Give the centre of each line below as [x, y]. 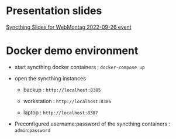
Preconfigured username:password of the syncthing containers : [92, 124]
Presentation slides [54, 11]
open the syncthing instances [50, 78]
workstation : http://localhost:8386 [67, 101]
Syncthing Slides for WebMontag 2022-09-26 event [69, 27]
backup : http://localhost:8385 [62, 90]
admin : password [32, 130]
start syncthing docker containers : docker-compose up [80, 67]
